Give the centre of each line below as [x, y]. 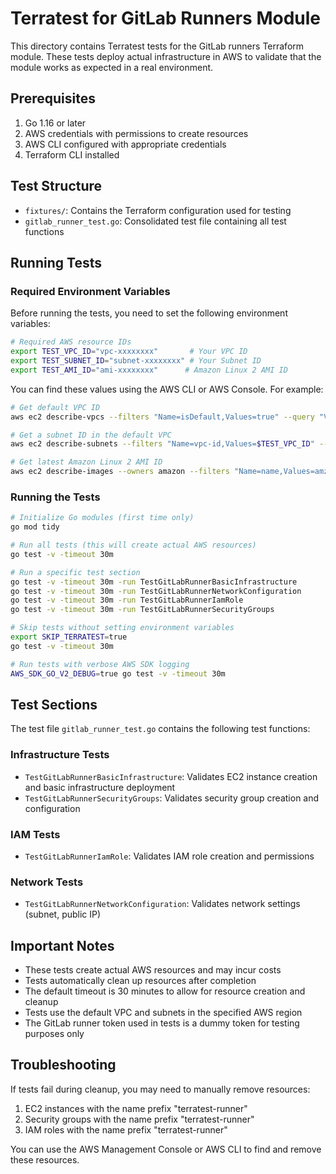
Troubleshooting [63, 1065]
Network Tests [47, 882]
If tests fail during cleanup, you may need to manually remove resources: [160, 1089]
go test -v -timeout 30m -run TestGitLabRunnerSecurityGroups [142, 610]
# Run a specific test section [75, 572]
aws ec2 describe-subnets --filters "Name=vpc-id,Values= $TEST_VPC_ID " [162, 444]
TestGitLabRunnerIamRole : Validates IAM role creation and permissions [169, 856]
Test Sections [54, 704]
